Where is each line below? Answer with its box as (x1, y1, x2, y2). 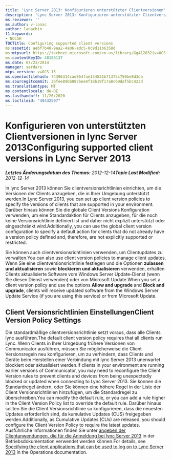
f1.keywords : (5, 31, 33, 36)
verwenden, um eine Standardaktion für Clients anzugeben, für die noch (5, 212, 158, 218)
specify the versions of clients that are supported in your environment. (5, 201, 154, 207)
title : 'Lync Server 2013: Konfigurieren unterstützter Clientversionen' (5, 7, 166, 13)
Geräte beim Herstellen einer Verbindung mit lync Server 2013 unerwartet (5, 357, 161, 363)
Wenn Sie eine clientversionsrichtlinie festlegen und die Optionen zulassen (5, 260, 164, 266)
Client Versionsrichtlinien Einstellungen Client (5, 308, 154, 317)
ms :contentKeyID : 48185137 (5, 55, 63, 60)
